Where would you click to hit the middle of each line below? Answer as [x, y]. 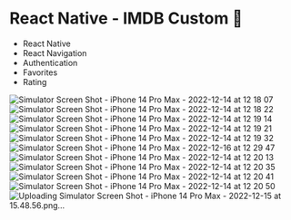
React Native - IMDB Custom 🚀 [126, 19]
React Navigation [55, 53]
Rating [35, 81]
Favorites [40, 72]
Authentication [50, 62]
